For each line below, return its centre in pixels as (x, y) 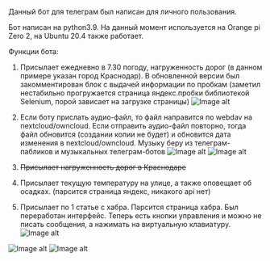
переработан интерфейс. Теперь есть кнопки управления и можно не (141, 216)
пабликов (37, 152)
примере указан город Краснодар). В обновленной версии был (130, 76)
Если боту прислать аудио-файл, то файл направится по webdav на (136, 117)
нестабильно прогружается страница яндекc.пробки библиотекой (135, 93)
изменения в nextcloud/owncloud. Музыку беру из (106, 143)
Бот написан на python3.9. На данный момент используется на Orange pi (134, 27)
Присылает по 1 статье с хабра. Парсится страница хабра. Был (129, 207)
